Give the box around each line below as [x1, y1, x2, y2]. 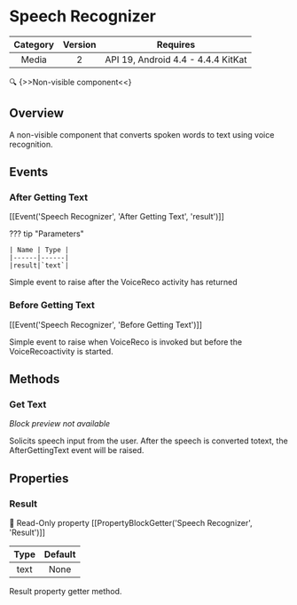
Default [43, 548, 76, 561]
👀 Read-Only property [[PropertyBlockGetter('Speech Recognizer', [9, 518, 253, 529]
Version [62, 38, 97, 51]
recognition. [9, 139, 53, 149]
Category [13, 38, 55, 51]
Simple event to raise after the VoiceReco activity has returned [9, 277, 238, 288]
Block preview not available [9, 418, 111, 429]
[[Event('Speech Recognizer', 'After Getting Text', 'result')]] [9, 211, 224, 222]
